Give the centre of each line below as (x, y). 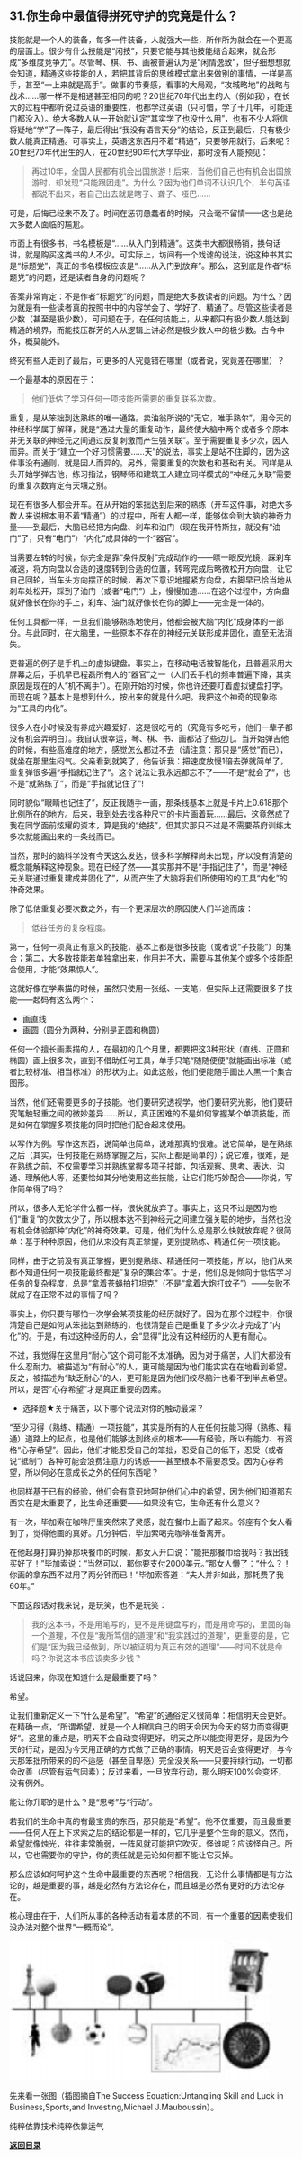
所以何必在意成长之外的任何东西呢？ (92, 1472)
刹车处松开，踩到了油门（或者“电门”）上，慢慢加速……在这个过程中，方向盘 (150, 591)
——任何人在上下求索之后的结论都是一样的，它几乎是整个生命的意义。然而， (151, 1832)
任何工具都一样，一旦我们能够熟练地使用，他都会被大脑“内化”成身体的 (139, 621)
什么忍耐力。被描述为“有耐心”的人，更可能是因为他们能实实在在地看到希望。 (151, 1366)
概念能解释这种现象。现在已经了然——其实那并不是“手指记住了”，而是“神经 (148, 866)
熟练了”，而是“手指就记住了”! (90, 783)
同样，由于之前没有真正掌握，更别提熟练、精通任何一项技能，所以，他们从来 (151, 1260)
